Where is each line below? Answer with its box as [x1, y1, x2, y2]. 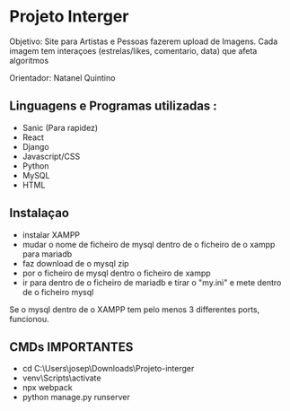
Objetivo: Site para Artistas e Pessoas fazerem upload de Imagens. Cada [9, 36, 278, 47]
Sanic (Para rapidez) [22, 122, 99, 133]
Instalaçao [9, 205, 70, 221]
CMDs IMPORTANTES [9, 339, 134, 354]
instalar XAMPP [22, 229, 81, 240]
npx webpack [22, 382, 74, 393]
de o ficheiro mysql [22, 286, 94, 297]
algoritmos [9, 55, 49, 66]
